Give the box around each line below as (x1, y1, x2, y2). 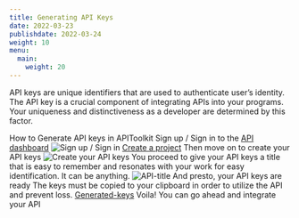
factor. (9, 115, 34, 125)
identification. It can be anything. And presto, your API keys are (9, 170, 283, 181)
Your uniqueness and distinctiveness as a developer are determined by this (9, 106, 286, 117)
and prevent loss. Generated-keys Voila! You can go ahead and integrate (9, 189, 277, 200)
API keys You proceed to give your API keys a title (9, 151, 281, 162)
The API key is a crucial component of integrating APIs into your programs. (9, 96, 284, 107)
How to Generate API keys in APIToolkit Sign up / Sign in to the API (9, 133, 254, 143)
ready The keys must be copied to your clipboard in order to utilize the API (9, 180, 283, 190)
